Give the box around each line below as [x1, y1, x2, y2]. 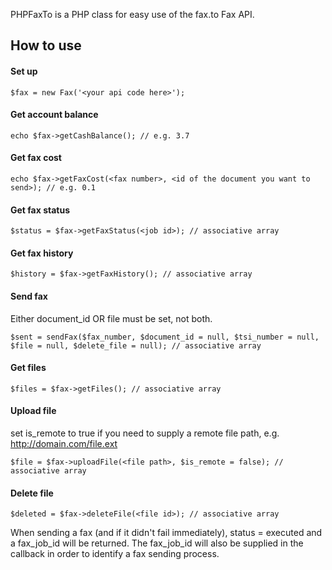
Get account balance [10, 109, 99, 121]
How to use [10, 37, 82, 54]
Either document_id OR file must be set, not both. [10, 312, 213, 324]
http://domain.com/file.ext [10, 438, 118, 450]
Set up [10, 65, 38, 77]
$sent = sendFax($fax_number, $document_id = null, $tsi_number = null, [10, 332, 320, 342]
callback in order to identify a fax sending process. [10, 548, 220, 560]
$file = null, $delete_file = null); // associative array [10, 340, 262, 351]
